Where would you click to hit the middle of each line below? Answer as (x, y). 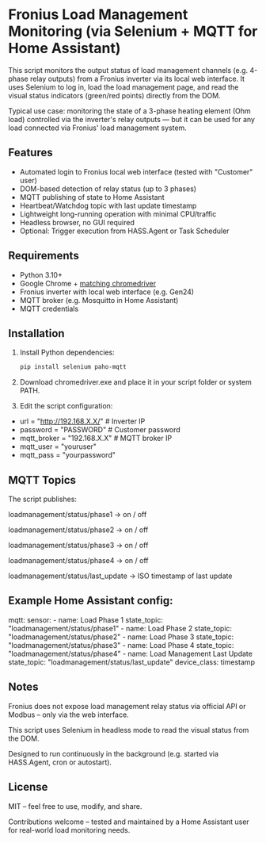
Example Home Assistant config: (91, 601)
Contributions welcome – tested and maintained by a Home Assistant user (129, 822)
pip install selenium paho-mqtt (73, 367)
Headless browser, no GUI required (77, 222)
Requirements (44, 256)
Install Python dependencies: (67, 353)
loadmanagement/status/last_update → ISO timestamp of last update (120, 576)
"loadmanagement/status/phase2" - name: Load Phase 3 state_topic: (121, 637)
